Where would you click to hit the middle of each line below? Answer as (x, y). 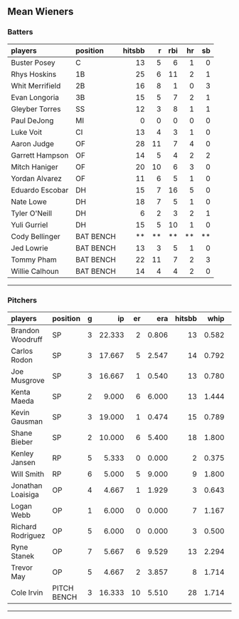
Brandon (25, 330)
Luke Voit (27, 132)
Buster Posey (33, 62)
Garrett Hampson (40, 155)
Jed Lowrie (30, 247)
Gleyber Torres (36, 108)
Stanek (23, 556)
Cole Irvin (27, 593)
